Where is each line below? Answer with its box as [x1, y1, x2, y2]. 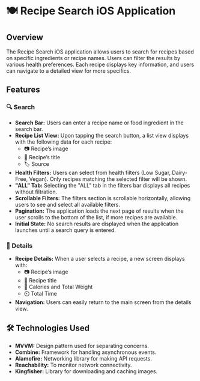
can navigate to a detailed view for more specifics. [6, 67, 131, 75]
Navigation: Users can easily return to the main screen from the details [14, 298, 192, 306]
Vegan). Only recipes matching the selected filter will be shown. [29, 175, 187, 183]
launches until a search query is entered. [14, 226, 116, 234]
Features [6, 85, 40, 95]
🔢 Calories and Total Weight [23, 283, 93, 290]
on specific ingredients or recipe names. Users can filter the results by [6, 55, 181, 61]
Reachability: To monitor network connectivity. [14, 361, 132, 368]
